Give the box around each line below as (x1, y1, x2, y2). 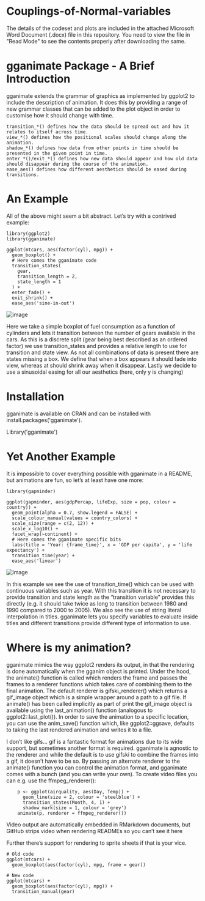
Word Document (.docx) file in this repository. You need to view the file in (6, 31, 190, 38)
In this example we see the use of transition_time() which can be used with (6, 580, 194, 588)
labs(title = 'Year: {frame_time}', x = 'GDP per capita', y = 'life (12, 541, 192, 548)
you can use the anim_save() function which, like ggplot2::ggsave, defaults (6, 719, 195, 727)
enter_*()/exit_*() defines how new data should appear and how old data (6, 155, 198, 161)
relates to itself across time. (6, 128, 88, 135)
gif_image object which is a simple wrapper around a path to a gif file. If (6, 693, 187, 701)
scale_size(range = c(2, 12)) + (12, 520, 95, 527)
